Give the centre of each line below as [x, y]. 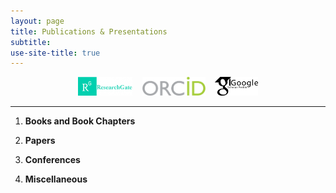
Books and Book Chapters [80, 121]
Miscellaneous [56, 179]
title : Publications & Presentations [89, 31]
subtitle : [31, 42]
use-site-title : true [55, 53]
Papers [40, 141]
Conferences [52, 160]
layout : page [37, 21]
